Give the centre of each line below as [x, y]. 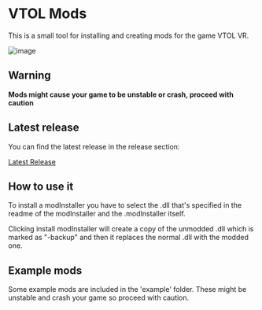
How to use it [41, 186]
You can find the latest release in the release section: [94, 146]
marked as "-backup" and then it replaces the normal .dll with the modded [129, 238]
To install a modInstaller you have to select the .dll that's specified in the [125, 205]
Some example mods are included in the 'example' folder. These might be [127, 290]
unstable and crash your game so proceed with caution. [99, 298]
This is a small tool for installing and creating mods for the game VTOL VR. [129, 35]
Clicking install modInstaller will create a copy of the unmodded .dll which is [131, 229]
